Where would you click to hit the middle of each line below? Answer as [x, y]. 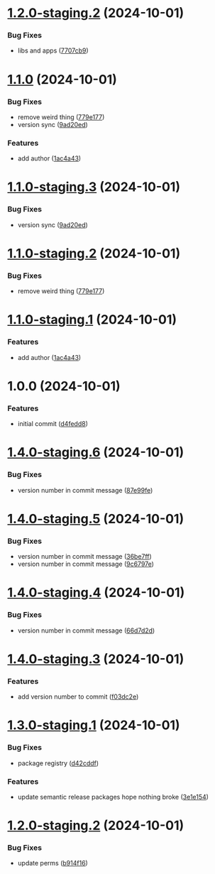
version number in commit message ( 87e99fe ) [85, 490]
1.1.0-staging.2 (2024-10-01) [94, 253]
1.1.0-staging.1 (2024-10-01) [92, 320]
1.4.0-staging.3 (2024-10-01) [96, 659]
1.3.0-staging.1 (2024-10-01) [94, 725]
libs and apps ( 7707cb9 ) [53, 50]
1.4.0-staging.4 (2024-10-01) [96, 592]
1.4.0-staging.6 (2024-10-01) [96, 453]
